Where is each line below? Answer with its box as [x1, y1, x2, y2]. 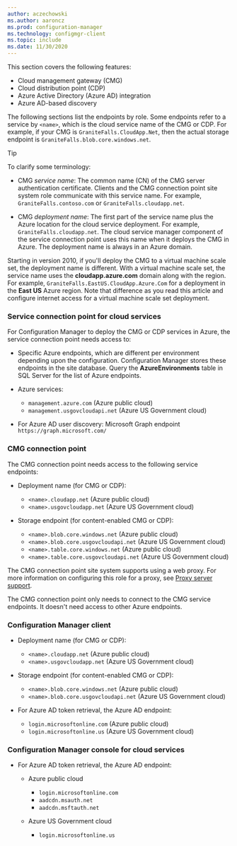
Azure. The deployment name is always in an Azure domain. [17, 243, 192, 251]
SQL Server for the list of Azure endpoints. [17, 371, 141, 380]
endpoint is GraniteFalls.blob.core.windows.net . [7, 135, 151, 144]
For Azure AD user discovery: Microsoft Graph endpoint [17, 420, 180, 429]
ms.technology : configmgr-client [7, 30, 106, 37]
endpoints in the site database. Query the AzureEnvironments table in [17, 364, 224, 372]
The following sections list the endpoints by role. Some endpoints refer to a [7, 112, 226, 121]
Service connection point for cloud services [7, 311, 161, 321]
